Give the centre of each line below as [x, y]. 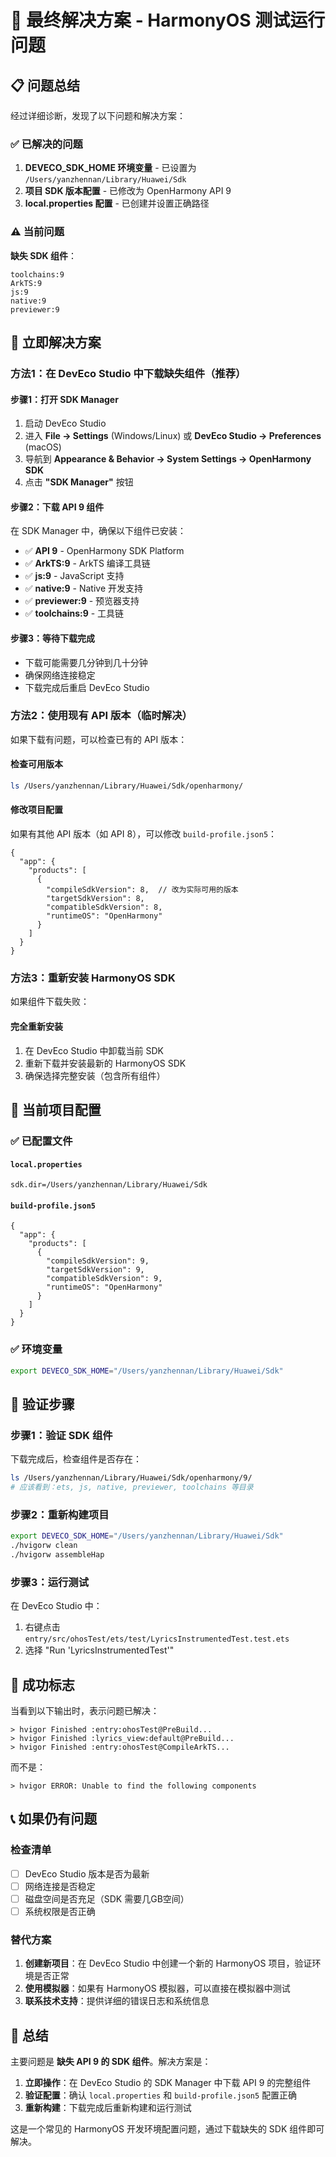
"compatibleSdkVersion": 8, [104, 907]
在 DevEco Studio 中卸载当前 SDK [94, 1050]
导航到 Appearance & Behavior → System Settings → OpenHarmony [168, 459]
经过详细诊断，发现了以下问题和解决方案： [98, 115]
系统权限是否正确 [60, 1911]
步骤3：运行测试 [50, 1582]
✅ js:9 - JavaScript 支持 [74, 576]
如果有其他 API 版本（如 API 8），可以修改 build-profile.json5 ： [144, 834]
